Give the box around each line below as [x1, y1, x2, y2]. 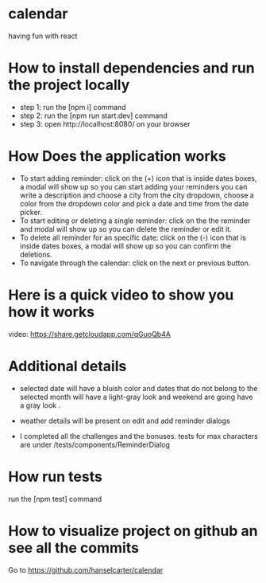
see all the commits [8, 538, 139, 557]
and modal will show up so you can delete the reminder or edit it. [19, 224, 232, 233]
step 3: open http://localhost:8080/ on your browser [19, 119, 191, 128]
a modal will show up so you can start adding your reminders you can [19, 182, 248, 191]
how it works [8, 303, 95, 321]
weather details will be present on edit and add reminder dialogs [19, 416, 230, 425]
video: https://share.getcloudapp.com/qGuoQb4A [8, 329, 171, 338]
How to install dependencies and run [8, 59, 256, 77]
